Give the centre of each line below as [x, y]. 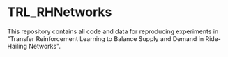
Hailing [17, 46]
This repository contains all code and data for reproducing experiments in [113, 31]
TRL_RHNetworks [60, 12]
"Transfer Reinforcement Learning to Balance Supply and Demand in [106, 38]
